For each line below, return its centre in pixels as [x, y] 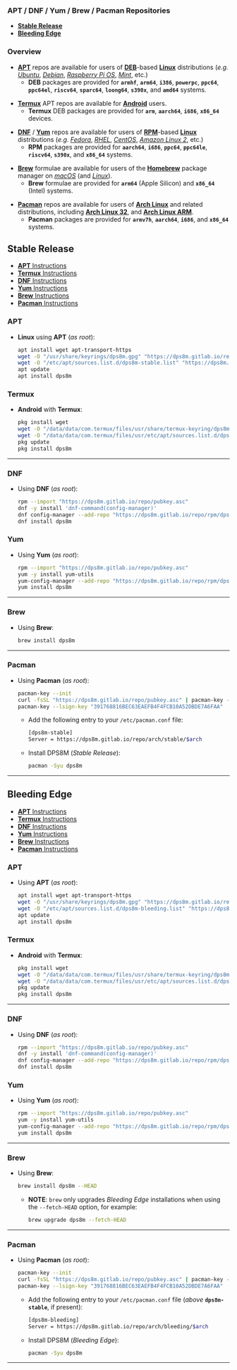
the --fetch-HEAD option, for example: [83, 1207]
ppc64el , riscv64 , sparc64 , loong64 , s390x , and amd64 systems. [117, 90]
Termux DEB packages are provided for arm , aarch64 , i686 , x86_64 [124, 111]
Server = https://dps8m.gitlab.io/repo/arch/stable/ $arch [115, 739]
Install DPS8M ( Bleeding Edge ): [73, 1340]
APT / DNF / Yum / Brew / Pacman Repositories [89, 11]
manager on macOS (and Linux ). [65, 176]
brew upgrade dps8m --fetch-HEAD [77, 1220]
